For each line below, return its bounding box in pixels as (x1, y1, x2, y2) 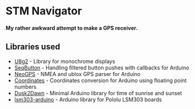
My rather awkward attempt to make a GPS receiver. (5, 24, 138, 31)
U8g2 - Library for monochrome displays (14, 57, 115, 65)
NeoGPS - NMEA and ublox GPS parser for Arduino (14, 70, 141, 77)
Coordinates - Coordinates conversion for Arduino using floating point (14, 77, 187, 84)
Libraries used (5, 42, 60, 52)
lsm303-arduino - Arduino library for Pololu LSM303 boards (14, 96, 162, 103)
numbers (14, 83, 37, 90)
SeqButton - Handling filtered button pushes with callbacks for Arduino (14, 64, 190, 71)
